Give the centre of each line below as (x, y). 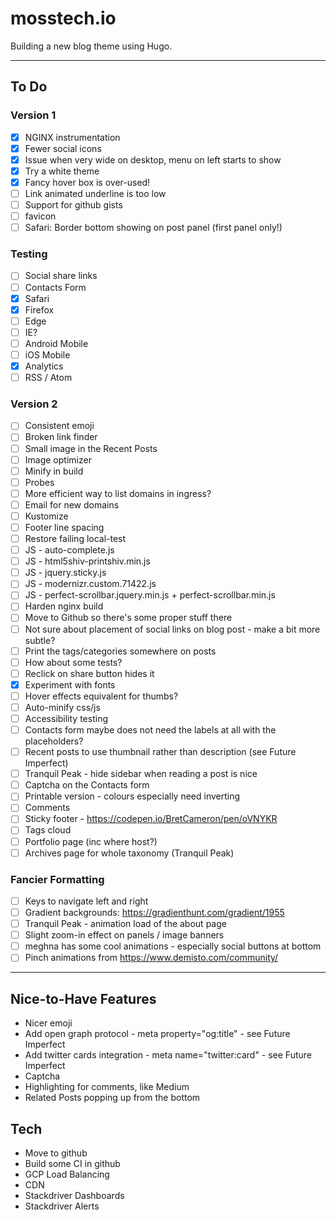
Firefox (39, 309)
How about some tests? (73, 662)
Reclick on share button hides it (89, 673)
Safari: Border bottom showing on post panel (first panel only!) (153, 228)
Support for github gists (73, 205)
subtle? (40, 640)
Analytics (44, 366)
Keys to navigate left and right (86, 901)
